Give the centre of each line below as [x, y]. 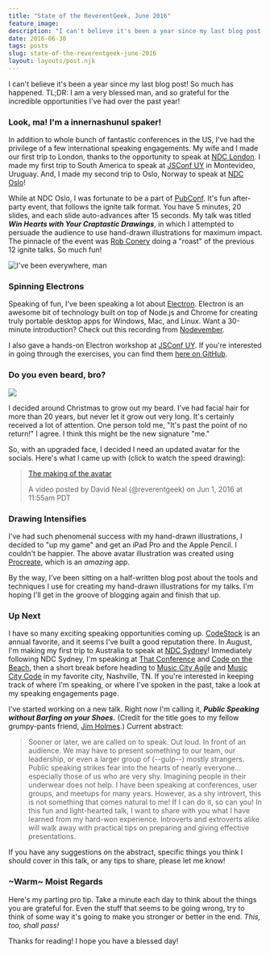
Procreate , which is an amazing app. [69, 562]
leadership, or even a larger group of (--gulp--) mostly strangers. [136, 759]
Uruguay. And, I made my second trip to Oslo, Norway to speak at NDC [126, 174]
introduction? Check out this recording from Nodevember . [129, 330]
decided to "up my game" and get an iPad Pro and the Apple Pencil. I [123, 545]
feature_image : [34, 23]
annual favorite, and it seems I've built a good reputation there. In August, [130, 642]
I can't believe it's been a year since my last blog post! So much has [121, 84]
